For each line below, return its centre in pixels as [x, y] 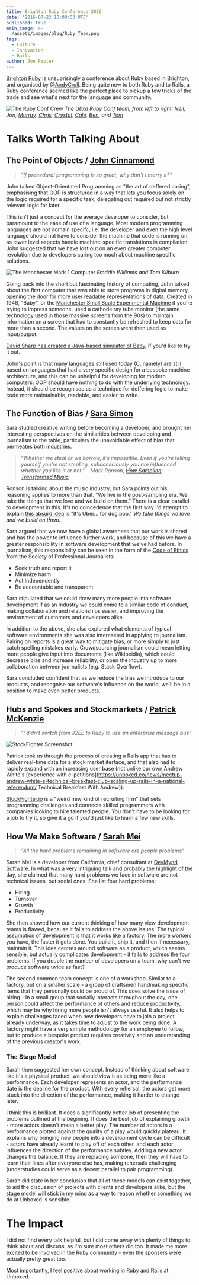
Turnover [26, 899]
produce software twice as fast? [45, 967]
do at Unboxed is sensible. [38, 1200]
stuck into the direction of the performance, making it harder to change [93, 1095]
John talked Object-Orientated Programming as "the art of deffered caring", [98, 186]
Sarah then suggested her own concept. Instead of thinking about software [98, 1070]
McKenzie [25, 719]
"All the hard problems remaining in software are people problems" [102, 851]
